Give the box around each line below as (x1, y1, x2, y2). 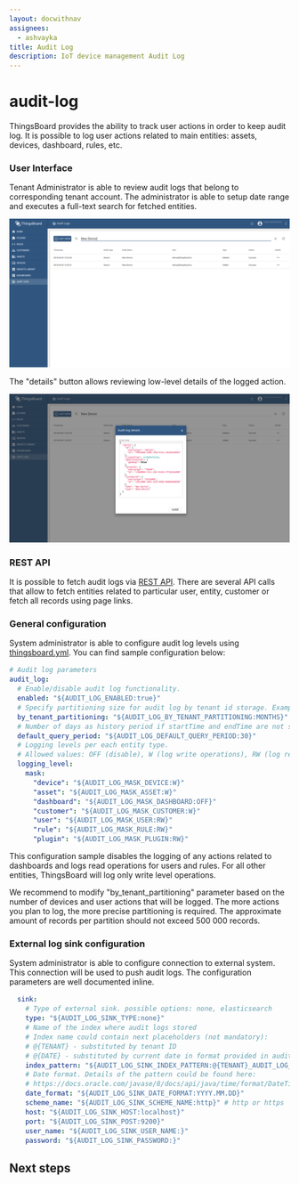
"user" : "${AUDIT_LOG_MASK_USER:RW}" (32, 815, 174, 825)
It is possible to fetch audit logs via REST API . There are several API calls (9, 577, 276, 588)
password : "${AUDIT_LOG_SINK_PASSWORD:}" (25, 1136, 181, 1145)
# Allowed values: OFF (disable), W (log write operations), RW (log (17, 750, 280, 759)
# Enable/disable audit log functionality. (17, 685, 181, 693)
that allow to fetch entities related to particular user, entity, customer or (9, 586, 270, 596)
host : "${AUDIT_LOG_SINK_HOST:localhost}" (25, 1107, 185, 1116)
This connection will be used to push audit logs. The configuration (9, 967, 252, 978)
